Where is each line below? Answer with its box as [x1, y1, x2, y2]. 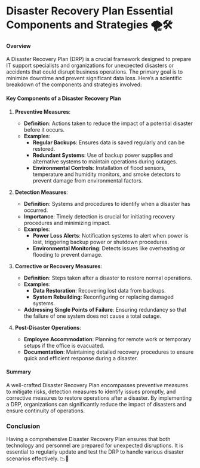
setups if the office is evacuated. [23, 342, 104, 349]
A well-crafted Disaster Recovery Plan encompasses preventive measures [6, 381, 189, 388]
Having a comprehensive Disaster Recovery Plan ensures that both [6, 436, 171, 443]
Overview [6, 42, 31, 49]
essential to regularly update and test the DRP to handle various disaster [6, 448, 184, 455]
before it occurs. [23, 126, 64, 133]
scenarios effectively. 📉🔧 [6, 455, 69, 462]
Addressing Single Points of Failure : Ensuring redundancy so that [23, 306, 187, 313]
